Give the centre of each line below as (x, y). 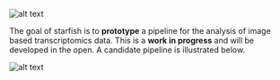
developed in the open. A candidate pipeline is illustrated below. (127, 50)
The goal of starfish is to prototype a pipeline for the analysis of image (140, 31)
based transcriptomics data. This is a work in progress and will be (132, 40)
